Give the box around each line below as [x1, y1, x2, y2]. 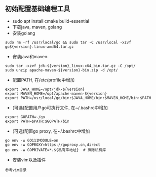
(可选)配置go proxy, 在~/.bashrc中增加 [12, 128, 90, 134]
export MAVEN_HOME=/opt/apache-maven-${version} [5, 91, 107, 96]
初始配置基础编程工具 [5, 4, 70, 13]
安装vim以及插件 [12, 157, 46, 163]
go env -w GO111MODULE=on [5, 138, 58, 143]
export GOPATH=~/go [5, 114, 45, 119]
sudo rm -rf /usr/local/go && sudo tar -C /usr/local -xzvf [5, 40, 132, 45]
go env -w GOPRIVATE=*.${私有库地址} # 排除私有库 [5, 147, 106, 152]
